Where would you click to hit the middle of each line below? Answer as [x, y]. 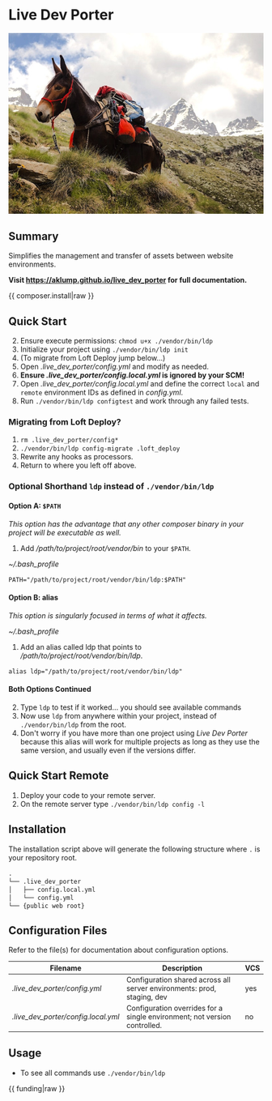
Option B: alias [34, 598]
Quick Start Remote [59, 776]
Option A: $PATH [35, 506]
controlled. [144, 1026]
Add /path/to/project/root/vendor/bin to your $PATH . [106, 548]
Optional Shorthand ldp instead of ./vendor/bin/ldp [111, 486]
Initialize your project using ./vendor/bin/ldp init [104, 349]
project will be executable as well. [65, 532]
